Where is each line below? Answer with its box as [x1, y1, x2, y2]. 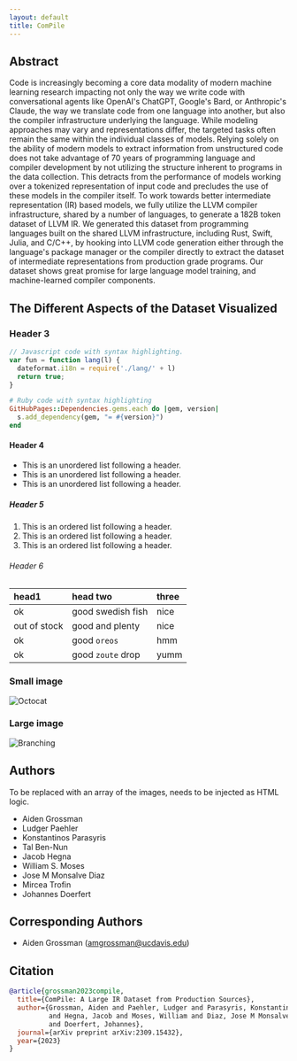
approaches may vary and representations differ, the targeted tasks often [9, 125, 276, 136]
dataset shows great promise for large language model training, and [9, 266, 256, 276]
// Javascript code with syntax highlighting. [9, 347, 184, 356]
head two [72, 591, 113, 603]
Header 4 [9, 440, 44, 451]
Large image [9, 717, 64, 730]
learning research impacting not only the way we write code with [9, 87, 246, 97]
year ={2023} [17, 1036, 62, 1045]
